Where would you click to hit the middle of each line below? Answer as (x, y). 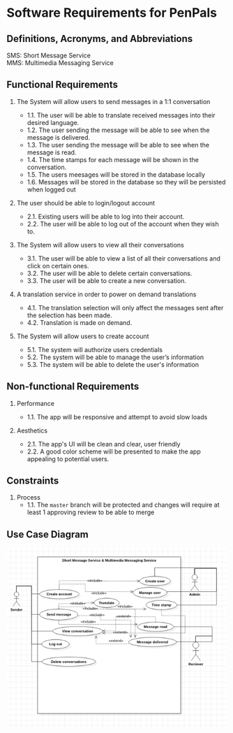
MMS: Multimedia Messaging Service (60, 63)
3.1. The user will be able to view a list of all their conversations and (123, 258)
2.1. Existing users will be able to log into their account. (106, 216)
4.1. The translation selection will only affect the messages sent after (125, 307)
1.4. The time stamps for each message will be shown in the (113, 159)
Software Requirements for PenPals (112, 13)
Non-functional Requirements (73, 387)
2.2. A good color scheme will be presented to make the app (114, 451)
